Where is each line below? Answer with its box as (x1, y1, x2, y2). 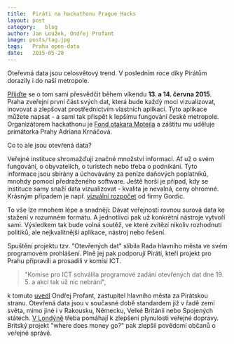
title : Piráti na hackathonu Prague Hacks (7, 10, 137, 18)
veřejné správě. (7, 329, 53, 337)
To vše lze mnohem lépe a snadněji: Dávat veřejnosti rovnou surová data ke (7, 205, 226, 214)
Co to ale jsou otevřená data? (7, 141, 92, 149)
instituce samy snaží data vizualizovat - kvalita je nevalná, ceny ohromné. (7, 184, 219, 193)
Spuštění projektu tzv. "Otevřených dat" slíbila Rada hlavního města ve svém (7, 241, 228, 250)
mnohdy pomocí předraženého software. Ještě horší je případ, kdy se (7, 177, 209, 185)
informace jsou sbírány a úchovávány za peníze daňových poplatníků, (7, 170, 209, 178)
